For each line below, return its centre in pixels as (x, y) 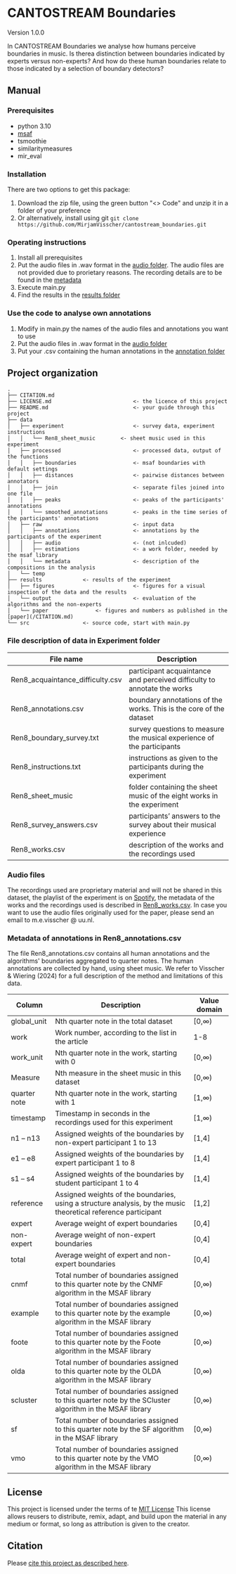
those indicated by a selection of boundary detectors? (85, 68)
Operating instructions (47, 242)
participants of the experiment (54, 537)
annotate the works (161, 689)
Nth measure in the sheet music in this (118, 1073)
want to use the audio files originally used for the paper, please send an (111, 912)
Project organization (53, 373)
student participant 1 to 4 (97, 1183)
